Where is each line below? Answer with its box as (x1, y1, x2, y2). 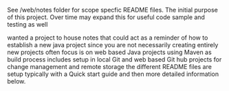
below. (7, 77, 26, 85)
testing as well (7, 21, 48, 28)
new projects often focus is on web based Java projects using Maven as (7, 48, 212, 56)
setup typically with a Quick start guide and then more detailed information (7, 70, 219, 78)
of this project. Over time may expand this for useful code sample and (7, 13, 205, 21)
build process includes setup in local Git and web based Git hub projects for (7, 55, 222, 64)
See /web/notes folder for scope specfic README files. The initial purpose (7, 6, 218, 14)
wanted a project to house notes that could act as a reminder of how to (7, 34, 208, 42)
